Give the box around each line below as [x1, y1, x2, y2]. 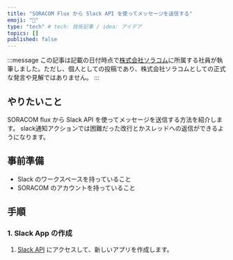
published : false [7, 36, 58, 43]
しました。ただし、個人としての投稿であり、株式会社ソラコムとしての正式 [13, 65, 226, 73]
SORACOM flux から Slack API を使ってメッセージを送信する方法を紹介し [7, 115, 217, 124]
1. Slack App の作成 [7, 229, 73, 238]
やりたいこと [7, 95, 63, 108]
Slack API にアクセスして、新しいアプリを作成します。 [17, 245, 173, 254]
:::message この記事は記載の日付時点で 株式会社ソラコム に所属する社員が [7, 56, 217, 65]
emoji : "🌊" [7, 17, 39, 24]
